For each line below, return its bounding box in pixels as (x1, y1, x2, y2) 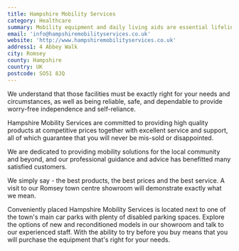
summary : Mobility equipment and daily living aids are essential (7, 23, 208, 31)
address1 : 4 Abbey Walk (7, 43, 78, 50)
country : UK (7, 63, 43, 70)
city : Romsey (7, 50, 46, 58)
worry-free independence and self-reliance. (7, 105, 137, 113)
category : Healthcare (7, 17, 72, 24)
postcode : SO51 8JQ (7, 70, 65, 77)
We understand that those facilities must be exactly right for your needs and (7, 90, 230, 98)
